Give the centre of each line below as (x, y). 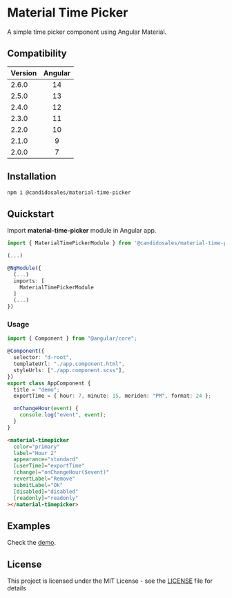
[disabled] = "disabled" (46, 492)
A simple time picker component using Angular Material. (87, 32)
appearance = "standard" (46, 460)
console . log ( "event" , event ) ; (63, 415)
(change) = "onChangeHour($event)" (61, 472)
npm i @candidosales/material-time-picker (69, 192)
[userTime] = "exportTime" (49, 466)
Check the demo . (32, 543)
